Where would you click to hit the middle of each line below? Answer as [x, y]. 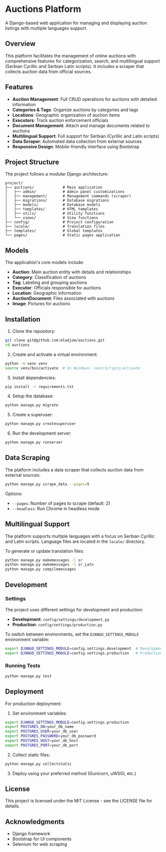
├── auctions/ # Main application [54, 188]
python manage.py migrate [32, 405]
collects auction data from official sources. [49, 71]
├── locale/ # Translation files [55, 227]
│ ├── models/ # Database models [53, 205]
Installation [23, 319]
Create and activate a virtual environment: [55, 354]
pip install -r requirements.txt [40, 387]
